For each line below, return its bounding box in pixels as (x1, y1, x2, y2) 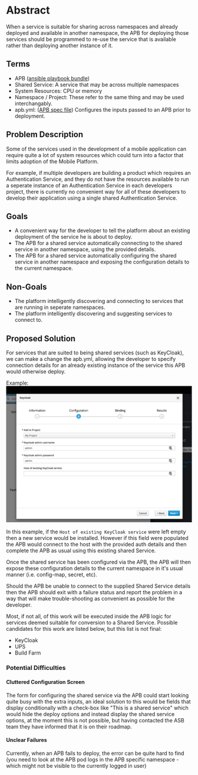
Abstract (6, 4, 50, 17)
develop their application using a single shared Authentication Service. (6, 194, 178, 201)
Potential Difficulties (6, 664, 66, 672)
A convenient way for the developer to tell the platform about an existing (14, 227, 190, 234)
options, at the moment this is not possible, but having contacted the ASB (6, 717, 184, 724)
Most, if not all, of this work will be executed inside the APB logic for (6, 613, 171, 620)
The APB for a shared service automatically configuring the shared (14, 252, 177, 259)
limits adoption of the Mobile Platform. (6, 158, 99, 165)
